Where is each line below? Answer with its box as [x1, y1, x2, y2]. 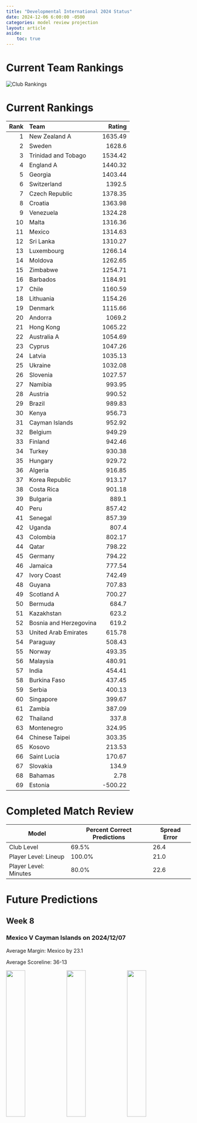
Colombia [29, 532, 56, 541]
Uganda [29, 523, 51, 531]
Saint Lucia [29, 752, 60, 760]
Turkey [29, 447, 49, 455]
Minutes [9, 869, 32, 878]
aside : [6, 31, 22, 36]
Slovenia [29, 370, 53, 379]
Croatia [29, 199, 50, 207]
